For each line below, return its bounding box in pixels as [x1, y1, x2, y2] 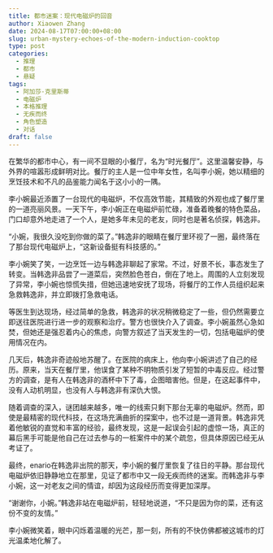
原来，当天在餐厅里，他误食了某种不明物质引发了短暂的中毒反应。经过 [22, 364, 258, 374]
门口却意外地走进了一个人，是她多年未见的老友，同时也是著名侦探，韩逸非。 [8, 214, 265, 224]
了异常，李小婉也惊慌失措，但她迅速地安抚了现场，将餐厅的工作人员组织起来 [8, 279, 265, 289]
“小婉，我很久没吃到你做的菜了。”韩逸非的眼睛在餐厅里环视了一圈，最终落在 [8, 231, 261, 241]
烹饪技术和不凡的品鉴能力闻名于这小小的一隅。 [8, 176, 165, 186]
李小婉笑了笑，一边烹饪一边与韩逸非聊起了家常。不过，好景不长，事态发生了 [8, 259, 265, 268]
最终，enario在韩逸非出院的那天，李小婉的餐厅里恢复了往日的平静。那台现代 [8, 460, 265, 470]
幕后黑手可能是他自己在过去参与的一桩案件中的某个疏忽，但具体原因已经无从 [8, 433, 265, 442]
